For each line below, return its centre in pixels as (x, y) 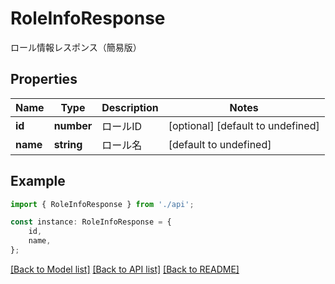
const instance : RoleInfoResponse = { (91, 222)
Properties (44, 79)
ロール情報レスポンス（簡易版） (76, 47)
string (68, 144)
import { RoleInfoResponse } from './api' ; (102, 204)
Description (130, 107)
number (73, 125)
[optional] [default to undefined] (244, 125)
